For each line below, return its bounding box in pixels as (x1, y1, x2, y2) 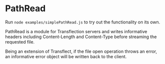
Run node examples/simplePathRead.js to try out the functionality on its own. (5, 19, 161, 25)
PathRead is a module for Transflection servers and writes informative (5, 28, 147, 34)
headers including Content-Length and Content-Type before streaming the (5, 34, 157, 40)
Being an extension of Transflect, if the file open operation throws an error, (5, 48, 157, 54)
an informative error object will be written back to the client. (5, 53, 127, 59)
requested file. (5, 39, 35, 44)
